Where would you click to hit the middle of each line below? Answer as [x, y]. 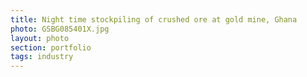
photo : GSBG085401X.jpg [60, 29]
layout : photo [40, 38]
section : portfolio [51, 47]
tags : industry [42, 57]
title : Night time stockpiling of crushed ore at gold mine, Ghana [154, 19]
